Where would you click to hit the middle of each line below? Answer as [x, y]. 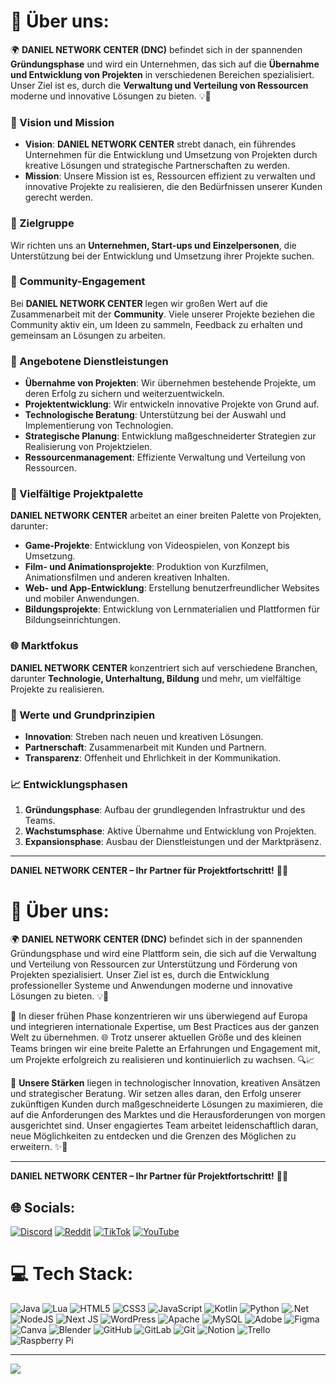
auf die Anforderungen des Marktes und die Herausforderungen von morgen [168, 1115]
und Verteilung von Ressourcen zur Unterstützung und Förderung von [154, 964]
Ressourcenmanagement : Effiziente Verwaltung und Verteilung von [165, 457]
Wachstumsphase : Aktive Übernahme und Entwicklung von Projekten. [170, 831]
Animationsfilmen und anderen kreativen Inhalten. [127, 577]
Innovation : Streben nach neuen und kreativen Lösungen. [144, 737]
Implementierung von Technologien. [99, 426]
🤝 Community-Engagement [78, 282]
